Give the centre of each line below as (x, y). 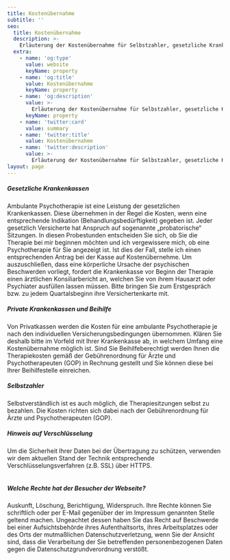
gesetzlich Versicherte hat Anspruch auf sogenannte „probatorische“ (104, 228)
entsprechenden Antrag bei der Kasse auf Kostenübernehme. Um (100, 257)
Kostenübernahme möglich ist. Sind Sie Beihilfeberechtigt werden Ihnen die (114, 348)
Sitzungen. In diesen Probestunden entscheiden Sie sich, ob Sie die (102, 235)
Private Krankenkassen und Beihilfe (59, 309)
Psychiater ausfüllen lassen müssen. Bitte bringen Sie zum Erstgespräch (109, 286)
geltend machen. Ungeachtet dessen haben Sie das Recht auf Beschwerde (113, 520)
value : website (47, 65)
